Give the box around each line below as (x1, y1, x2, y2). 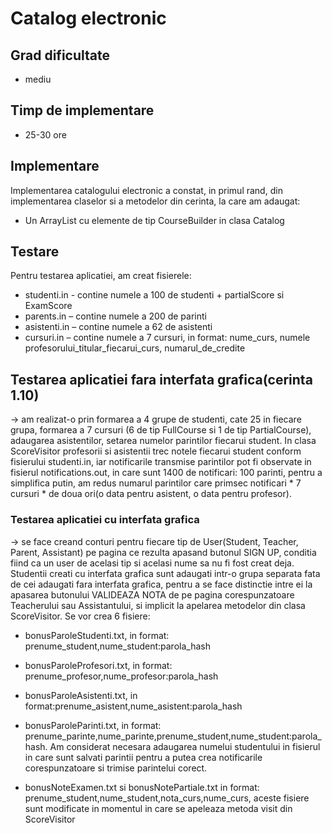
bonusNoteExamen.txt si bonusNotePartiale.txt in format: (24, 781, 260, 793)
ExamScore (24, 300, 73, 312)
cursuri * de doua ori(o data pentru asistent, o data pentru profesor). (10, 488, 292, 500)
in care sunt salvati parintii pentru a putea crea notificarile (24, 751, 263, 763)
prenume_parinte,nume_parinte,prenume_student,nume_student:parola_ (24, 730, 322, 742)
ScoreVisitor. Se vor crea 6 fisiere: (10, 610, 151, 622)
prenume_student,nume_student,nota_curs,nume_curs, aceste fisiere (24, 792, 310, 804)
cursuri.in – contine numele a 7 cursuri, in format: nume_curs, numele (24, 332, 311, 344)
